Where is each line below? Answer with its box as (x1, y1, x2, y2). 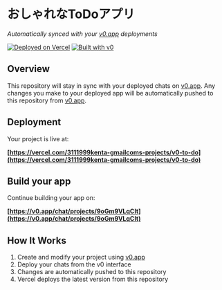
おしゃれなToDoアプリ (7, 6, 136, 22)
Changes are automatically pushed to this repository (17, 268, 167, 276)
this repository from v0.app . (7, 96, 86, 105)
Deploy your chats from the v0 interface (17, 260, 131, 269)
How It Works (7, 235, 67, 246)
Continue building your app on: (7, 194, 95, 202)
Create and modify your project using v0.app (17, 253, 145, 262)
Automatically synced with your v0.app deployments (7, 29, 158, 38)
